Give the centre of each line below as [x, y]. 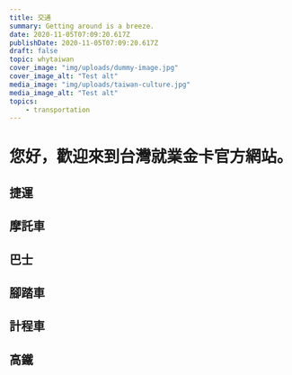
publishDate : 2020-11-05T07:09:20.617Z [84, 43]
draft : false [34, 51]
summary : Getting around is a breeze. [82, 26]
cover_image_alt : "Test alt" [64, 76]
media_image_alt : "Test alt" [64, 93]
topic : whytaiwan [42, 59]
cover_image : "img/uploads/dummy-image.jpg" [94, 68]
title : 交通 [30, 18]
